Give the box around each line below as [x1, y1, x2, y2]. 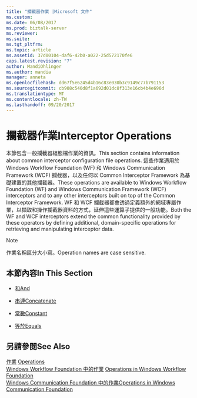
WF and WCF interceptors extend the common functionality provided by [6, 213, 181, 220]
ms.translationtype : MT [6, 91, 65, 97]
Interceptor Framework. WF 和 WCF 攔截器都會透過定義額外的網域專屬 [6, 199, 176, 206]
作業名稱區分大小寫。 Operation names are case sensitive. [6, 249, 146, 256]
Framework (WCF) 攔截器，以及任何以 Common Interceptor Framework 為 [6, 172, 185, 179]
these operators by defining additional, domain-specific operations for [6, 219, 176, 226]
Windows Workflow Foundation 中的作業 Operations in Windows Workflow [6, 366, 186, 373]
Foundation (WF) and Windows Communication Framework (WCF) [6, 186, 166, 193]
